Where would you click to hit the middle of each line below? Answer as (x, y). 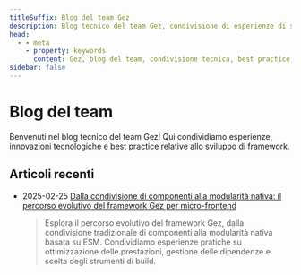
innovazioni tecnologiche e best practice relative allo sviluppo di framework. (150, 146)
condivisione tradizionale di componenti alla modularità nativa (159, 232)
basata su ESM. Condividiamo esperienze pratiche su (143, 242)
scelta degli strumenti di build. (100, 261)
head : (19, 34)
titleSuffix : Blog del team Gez (69, 17)
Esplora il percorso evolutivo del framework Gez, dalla (144, 223)
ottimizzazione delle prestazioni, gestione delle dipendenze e (158, 251)
